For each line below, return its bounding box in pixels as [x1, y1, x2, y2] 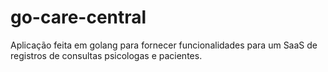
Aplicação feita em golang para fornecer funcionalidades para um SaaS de [10, 39, 318, 51]
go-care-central [10, 6, 147, 29]
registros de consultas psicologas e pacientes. [10, 49, 203, 61]
